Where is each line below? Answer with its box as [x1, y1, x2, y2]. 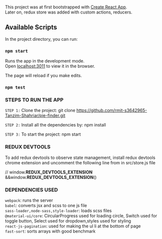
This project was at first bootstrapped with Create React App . [5, 4, 127, 10]
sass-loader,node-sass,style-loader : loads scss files [5, 207, 112, 213]
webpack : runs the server [5, 197, 53, 203]
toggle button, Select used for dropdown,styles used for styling [5, 218, 132, 223]
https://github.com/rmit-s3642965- [76, 108, 147, 113]
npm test [5, 85, 26, 90]
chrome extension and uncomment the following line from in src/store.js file [5, 159, 156, 165]
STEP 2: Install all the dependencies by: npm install [5, 122, 106, 128]
